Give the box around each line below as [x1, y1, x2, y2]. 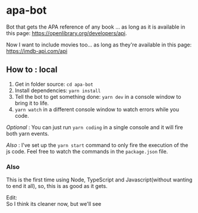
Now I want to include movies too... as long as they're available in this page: [6, 41, 192, 48]
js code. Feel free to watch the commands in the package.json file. [6, 148, 168, 155]
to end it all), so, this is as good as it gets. [6, 183, 108, 190]
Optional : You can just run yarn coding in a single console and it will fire [6, 123, 183, 131]
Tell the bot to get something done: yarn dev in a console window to [14, 93, 181, 100]
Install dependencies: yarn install [14, 87, 101, 94]
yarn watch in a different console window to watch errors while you [14, 105, 180, 113]
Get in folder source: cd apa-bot [14, 80, 93, 87]
